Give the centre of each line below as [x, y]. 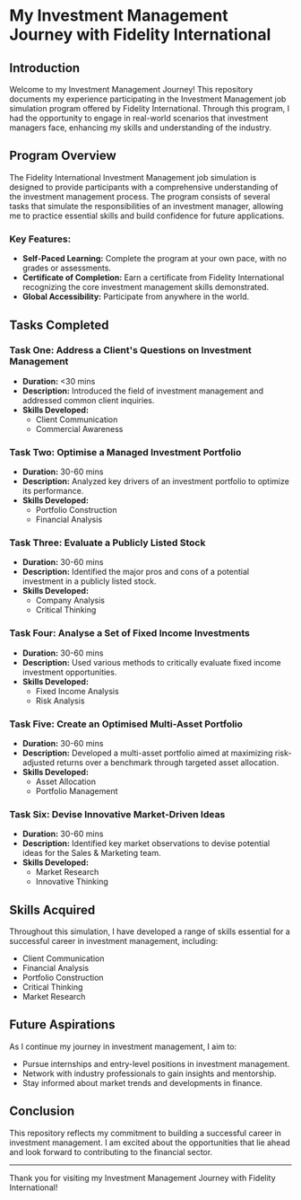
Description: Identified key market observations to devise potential [146, 843]
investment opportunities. [69, 672]
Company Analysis [70, 600]
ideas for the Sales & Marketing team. [91, 853]
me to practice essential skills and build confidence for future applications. [147, 216]
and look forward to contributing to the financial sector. [111, 1151]
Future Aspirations [62, 1025]
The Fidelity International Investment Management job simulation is [133, 177]
